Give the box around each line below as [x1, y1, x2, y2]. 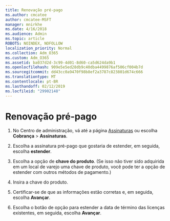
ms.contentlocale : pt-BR [5, 79, 58, 84]
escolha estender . [12, 148, 52, 154]
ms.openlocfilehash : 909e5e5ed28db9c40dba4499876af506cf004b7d [5, 65, 143, 70]
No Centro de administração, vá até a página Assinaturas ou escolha [12, 128, 158, 134]
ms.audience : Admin [5, 31, 47, 36]
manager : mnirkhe [5, 22, 42, 27]
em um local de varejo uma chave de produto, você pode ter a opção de [12, 164, 165, 170]
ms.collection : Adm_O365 [5, 50, 58, 55]
